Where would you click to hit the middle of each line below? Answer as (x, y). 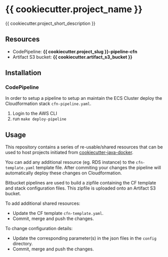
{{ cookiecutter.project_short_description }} (50, 23)
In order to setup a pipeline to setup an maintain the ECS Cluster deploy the (84, 98)
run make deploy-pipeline (39, 119)
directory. (23, 244)
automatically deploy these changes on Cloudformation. (64, 173)
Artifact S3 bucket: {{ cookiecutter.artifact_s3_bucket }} (72, 57)
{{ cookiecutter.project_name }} (74, 9)
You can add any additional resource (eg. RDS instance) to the (70, 162)
